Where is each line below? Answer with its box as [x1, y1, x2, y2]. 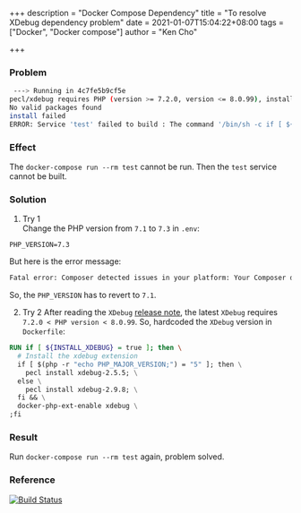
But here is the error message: [9, 256, 122, 267]
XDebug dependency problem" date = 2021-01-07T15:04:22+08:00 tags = [9, 17, 285, 28]
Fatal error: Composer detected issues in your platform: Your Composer [9, 273, 287, 283]
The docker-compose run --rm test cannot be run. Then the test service [9, 161, 278, 172]
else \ [17, 376, 42, 386]
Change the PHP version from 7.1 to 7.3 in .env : [21, 223, 200, 234]
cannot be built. [9, 170, 67, 182]
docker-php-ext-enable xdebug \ [17, 402, 139, 411]
